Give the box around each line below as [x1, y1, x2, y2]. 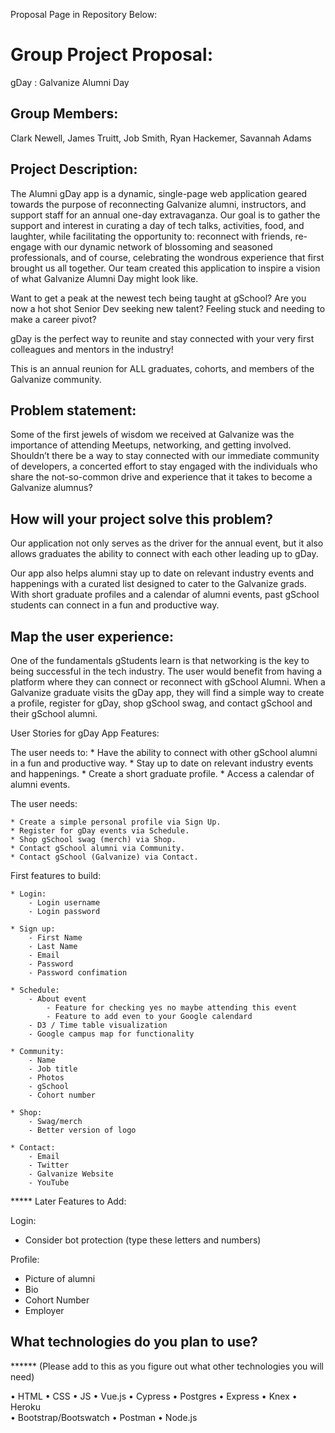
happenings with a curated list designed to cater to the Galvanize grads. [10, 578, 307, 590]
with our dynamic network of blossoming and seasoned [43, 240, 273, 253]
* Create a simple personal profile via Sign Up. [10, 817, 222, 827]
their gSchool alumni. [10, 708, 98, 719]
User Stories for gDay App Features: [10, 727, 160, 739]
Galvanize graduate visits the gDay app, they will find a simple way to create [10, 687, 325, 698]
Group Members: [10, 105, 119, 123]
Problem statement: [10, 402, 137, 419]
